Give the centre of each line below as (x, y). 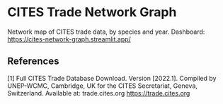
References (33, 61)
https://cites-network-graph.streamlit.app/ (69, 39)
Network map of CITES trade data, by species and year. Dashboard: (106, 32)
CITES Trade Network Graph (92, 12)
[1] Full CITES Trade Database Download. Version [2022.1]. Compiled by (112, 78)
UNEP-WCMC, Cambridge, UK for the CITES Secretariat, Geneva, (103, 86)
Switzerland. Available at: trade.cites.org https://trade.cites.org (99, 93)
